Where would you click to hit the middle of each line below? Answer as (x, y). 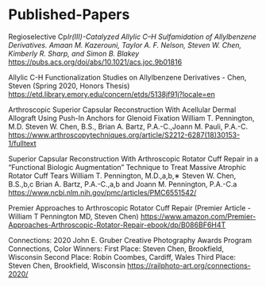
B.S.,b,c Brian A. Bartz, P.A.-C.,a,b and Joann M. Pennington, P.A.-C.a (123, 184)
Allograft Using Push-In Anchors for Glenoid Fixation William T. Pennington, (131, 118)
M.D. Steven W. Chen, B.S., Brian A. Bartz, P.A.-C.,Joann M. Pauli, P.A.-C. (128, 126)
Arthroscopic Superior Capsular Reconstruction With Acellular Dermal (122, 110)
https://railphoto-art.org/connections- (189, 265)
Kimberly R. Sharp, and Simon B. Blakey (74, 53)
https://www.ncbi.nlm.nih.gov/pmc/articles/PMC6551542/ (102, 192)
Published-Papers (69, 15)
